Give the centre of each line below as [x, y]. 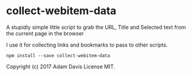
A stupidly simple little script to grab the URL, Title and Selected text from [96, 27]
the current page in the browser [45, 33]
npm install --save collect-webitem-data [58, 55]
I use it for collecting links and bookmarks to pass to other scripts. [87, 45]
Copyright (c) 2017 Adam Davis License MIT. [61, 67]
